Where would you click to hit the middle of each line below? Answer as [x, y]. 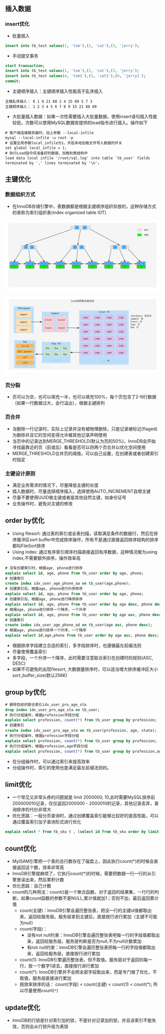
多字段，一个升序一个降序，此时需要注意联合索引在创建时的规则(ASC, [82, 658]
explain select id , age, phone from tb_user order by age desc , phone [79, 604]
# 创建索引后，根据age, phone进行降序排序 [44, 599]
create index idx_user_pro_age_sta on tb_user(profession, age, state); [81, 731]
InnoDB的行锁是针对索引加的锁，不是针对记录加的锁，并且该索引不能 [82, 1020]
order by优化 [25, 521]
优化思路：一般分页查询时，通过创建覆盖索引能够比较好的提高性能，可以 [85, 816]
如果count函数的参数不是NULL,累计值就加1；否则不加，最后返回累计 [90, 898]
